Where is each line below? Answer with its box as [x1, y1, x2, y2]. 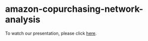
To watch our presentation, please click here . [5, 30, 97, 36]
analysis [5, 14, 40, 25]
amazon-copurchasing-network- [5, 3, 144, 15]
